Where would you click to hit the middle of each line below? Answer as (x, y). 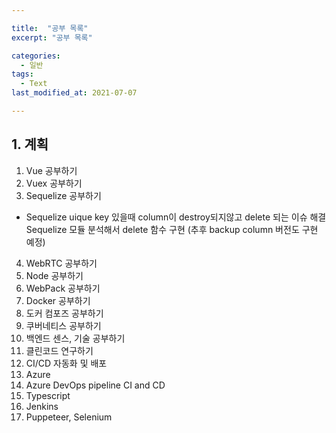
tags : (22, 74)
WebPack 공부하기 (63, 288)
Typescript (48, 395)
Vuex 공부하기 (54, 183)
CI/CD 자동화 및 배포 (66, 363)
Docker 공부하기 (58, 300)
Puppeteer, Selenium (69, 417)
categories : (36, 56)
